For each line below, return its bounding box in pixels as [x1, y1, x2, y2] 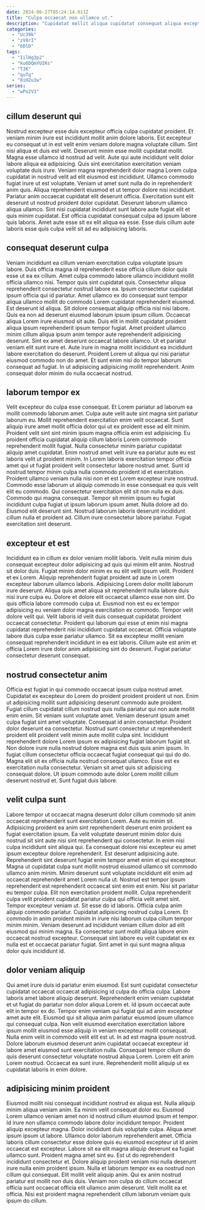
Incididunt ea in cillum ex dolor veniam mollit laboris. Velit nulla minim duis [6, 554, 192, 562]
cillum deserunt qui [6, 111, 82, 122]
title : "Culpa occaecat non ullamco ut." [6, 15, 113, 21]
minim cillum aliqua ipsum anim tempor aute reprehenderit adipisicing [6, 330, 181, 338]
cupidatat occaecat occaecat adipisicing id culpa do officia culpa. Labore [6, 987, 191, 995]
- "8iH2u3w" [12, 77, 43, 83]
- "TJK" [12, 65, 32, 72]
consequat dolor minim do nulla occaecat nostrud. [6, 369, 133, 377]
